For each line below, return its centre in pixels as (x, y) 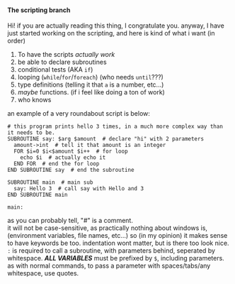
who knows (34, 100)
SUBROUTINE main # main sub (50, 182)
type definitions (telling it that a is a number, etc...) (91, 84)
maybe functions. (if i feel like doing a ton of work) (91, 92)
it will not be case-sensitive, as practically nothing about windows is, (107, 228)
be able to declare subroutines (62, 62)
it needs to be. (31, 133)
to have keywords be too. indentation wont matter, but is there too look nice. (118, 243)
